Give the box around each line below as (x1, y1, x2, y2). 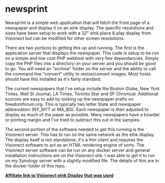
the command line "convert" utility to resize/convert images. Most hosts (5, 71, 151, 77)
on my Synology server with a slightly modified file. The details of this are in (5, 157, 159, 163)
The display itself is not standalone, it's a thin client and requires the (5, 136, 143, 143)
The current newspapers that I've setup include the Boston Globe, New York (5, 85, 160, 91)
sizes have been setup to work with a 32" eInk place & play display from (5, 30, 151, 36)
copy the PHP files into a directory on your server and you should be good (5, 60, 156, 66)
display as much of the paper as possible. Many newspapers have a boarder (5, 111, 160, 117)
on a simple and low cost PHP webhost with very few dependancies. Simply (5, 55, 159, 61)
